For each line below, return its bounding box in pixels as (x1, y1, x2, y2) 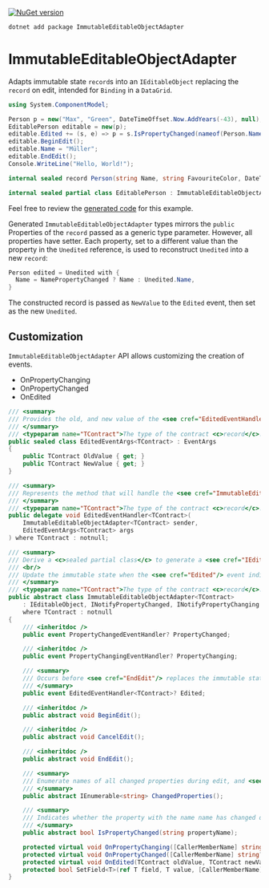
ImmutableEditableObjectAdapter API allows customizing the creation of (8, 351, 244, 360)
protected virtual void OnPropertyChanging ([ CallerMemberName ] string (22, 843, 263, 851)
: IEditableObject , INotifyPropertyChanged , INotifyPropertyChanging (22, 601, 260, 609)
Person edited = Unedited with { (8, 269, 120, 277)
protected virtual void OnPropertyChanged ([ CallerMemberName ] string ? (22, 850, 263, 858)
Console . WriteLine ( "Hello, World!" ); (8, 160, 134, 168)
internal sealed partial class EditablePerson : (8, 189, 174, 197)
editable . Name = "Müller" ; (8, 145, 98, 153)
